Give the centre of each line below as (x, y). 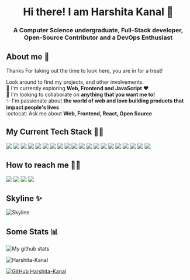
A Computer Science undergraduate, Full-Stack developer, (98, 30)
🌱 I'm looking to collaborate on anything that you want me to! (81, 94)
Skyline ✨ (24, 198)
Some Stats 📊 (32, 232)
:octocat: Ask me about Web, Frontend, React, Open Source (79, 113)
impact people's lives (33, 107)
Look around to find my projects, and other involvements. (75, 82)
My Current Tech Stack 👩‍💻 (55, 132)
